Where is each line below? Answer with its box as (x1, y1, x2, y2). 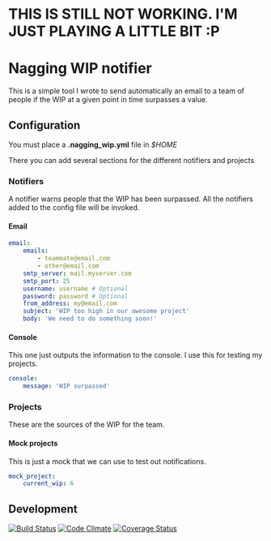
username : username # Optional (23, 285, 129, 293)
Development (8, 502, 78, 516)
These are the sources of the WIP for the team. (8, 419, 165, 430)
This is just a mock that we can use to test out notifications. (8, 456, 206, 466)
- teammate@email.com (37, 255, 111, 263)
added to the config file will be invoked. (8, 203, 140, 213)
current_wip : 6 (23, 479, 74, 487)
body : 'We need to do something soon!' (23, 315, 158, 323)
